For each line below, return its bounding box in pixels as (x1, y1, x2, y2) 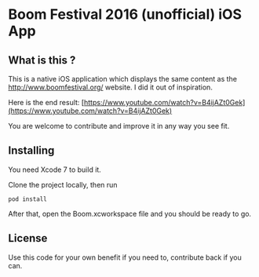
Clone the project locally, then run (8, 180, 118, 189)
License (8, 231, 48, 245)
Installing (8, 144, 55, 158)
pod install (8, 195, 47, 203)
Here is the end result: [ (8, 98, 85, 107)
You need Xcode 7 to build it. (8, 165, 102, 174)
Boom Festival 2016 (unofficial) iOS (8, 5, 242, 24)
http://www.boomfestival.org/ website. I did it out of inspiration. (8, 82, 213, 92)
